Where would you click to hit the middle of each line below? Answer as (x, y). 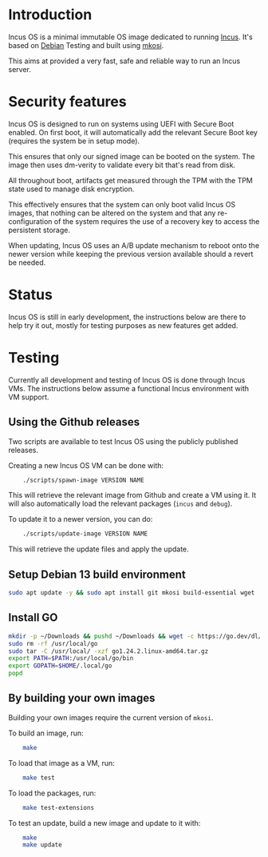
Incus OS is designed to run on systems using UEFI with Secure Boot (121, 124)
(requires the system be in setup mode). (74, 141)
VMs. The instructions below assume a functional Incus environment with (129, 388)
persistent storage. (39, 230)
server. (20, 69)
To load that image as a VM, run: (62, 763)
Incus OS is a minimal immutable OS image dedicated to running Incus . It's (130, 37)
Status (31, 295)
